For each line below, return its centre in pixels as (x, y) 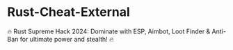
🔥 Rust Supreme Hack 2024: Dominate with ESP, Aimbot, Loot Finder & (109, 31)
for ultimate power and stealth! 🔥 (67, 39)
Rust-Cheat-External (69, 12)
